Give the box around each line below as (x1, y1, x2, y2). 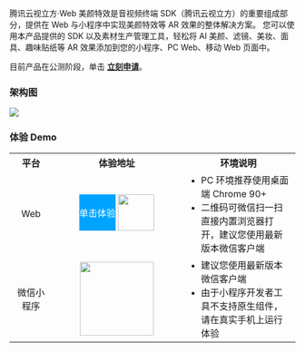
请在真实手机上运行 (201, 313, 283, 326)
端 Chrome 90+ (201, 187, 268, 200)
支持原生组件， (219, 299, 283, 312)
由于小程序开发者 (201, 286, 274, 298)
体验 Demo (9, 131, 57, 143)
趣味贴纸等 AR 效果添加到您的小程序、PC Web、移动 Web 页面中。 (25, 42, 275, 53)
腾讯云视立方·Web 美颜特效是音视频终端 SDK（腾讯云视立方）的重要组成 (9, 8, 280, 18)
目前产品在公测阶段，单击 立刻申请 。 (9, 62, 147, 72)
